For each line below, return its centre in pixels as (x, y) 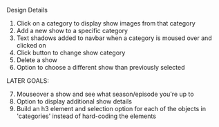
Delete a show (37, 60)
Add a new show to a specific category (72, 31)
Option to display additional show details (74, 101)
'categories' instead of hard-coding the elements (86, 116)
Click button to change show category (71, 52)
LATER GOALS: (28, 81)
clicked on (31, 45)
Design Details (27, 10)
